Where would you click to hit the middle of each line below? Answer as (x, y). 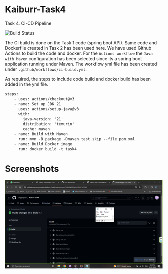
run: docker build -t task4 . (50, 149)
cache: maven (37, 129)
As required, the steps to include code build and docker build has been (78, 79)
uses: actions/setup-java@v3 (49, 109)
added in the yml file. (27, 84)
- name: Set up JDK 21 (38, 104)
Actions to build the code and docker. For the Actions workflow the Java (79, 53)
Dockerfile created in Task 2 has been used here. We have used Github (78, 48)
